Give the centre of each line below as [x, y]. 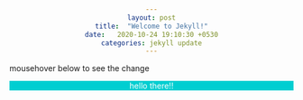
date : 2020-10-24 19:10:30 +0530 [151, 34]
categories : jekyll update [151, 43]
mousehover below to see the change [80, 68]
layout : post [151, 18]
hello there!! [151, 86]
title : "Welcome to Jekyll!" [151, 26]
